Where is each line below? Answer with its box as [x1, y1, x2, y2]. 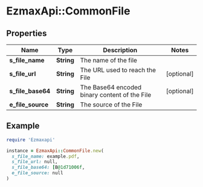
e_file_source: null [11, 170, 63, 176]
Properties [6, 28, 47, 38]
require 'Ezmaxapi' [6, 136, 56, 143]
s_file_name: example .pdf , [11, 153, 80, 159]
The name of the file [80, 56, 138, 64]
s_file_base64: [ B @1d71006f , [11, 164, 85, 171]
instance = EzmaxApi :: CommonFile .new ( [6, 147, 104, 154]
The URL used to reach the [80, 66, 156, 74]
